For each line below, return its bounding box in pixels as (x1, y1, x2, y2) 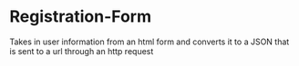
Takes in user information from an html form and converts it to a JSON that (9, 36, 290, 47)
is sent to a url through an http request (9, 45, 154, 56)
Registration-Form (9, 6, 152, 27)
